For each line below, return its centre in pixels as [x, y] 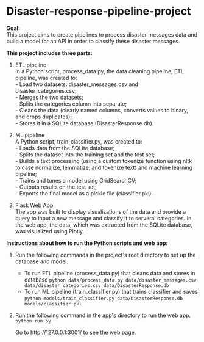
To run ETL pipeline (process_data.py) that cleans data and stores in [110, 273]
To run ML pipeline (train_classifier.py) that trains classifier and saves [111, 291]
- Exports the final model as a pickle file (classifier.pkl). [84, 193]
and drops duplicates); [43, 117]
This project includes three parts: [50, 53]
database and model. [42, 261]
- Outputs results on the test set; [56, 187]
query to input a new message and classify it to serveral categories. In [103, 218]
